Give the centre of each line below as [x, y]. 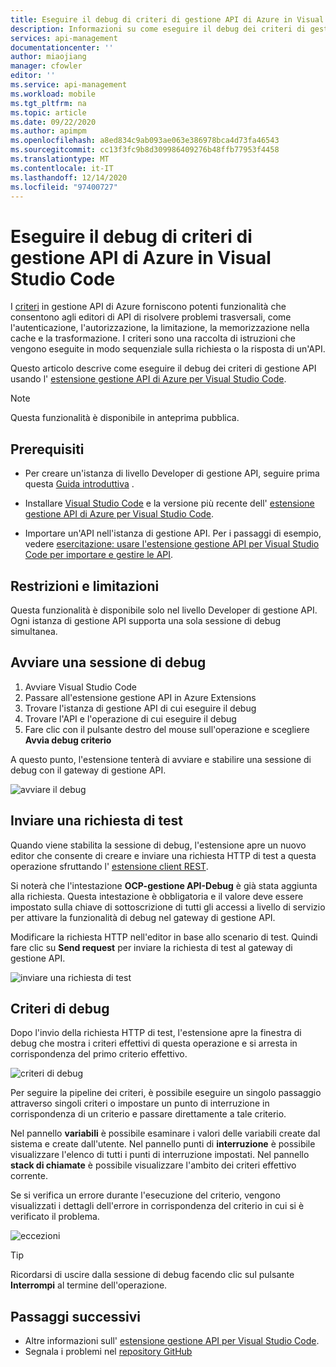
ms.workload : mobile [53, 94]
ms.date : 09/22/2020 [53, 122]
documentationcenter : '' [62, 47]
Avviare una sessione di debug [108, 662]
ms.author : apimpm [48, 131]
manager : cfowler [46, 66]
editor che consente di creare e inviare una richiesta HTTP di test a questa [163, 855]
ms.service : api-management [69, 85]
